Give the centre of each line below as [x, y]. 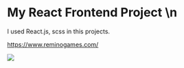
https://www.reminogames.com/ [53, 44]
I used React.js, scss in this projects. [59, 31]
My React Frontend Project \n [92, 13]
